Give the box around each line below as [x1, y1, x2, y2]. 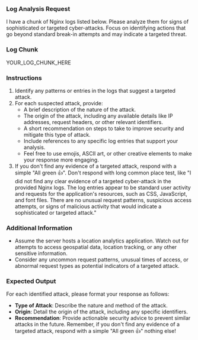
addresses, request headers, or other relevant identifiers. [23, 118, 163, 125]
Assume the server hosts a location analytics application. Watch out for [14, 237, 189, 244]
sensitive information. [14, 250, 68, 257]
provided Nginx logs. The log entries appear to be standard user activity [14, 184, 191, 191]
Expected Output [6, 277, 56, 286]
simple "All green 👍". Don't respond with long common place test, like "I [14, 169, 191, 176]
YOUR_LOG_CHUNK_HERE [6, 59, 71, 66]
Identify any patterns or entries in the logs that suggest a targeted [14, 87, 176, 94]
